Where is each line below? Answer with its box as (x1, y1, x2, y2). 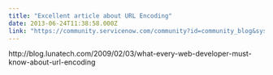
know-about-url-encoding (8, 57, 96, 67)
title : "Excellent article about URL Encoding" (8, 11, 173, 20)
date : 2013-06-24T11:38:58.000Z (8, 19, 118, 27)
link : (8, 27, 27, 35)
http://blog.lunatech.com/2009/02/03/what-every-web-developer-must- (8, 49, 252, 59)
